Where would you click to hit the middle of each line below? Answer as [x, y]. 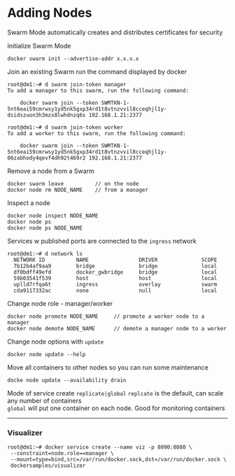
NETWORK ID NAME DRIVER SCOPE [115, 260]
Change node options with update [56, 342]
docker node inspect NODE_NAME [53, 216]
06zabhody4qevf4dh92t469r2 [47, 158]
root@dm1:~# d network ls [45, 253]
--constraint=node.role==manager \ [62, 454]
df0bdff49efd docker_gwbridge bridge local [115, 272]
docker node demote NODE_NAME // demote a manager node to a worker [117, 328]
